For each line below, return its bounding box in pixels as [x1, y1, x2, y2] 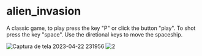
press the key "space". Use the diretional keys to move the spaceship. [6, 30, 183, 38]
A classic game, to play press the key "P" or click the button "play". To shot [6, 24, 196, 32]
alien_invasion [6, 4, 81, 18]
